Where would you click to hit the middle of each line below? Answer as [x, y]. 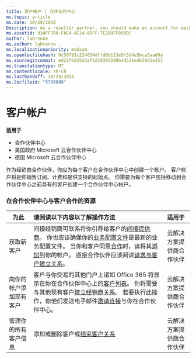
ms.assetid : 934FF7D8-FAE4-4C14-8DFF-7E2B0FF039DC [69, 33]
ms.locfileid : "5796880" [36, 82]
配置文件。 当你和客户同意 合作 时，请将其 [96, 246]
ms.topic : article [28, 17]
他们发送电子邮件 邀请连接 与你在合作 [101, 301]
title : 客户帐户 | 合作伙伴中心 [41, 11]
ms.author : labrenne [31, 44]
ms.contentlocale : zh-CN [36, 71]
